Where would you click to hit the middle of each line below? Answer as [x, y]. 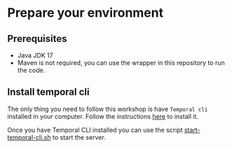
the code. [31, 70]
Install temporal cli [48, 92]
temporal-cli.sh [29, 137]
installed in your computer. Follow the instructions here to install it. [103, 116]
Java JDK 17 [35, 55]
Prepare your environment [85, 13]
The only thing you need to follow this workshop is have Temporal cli [108, 109]
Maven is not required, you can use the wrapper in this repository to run [121, 63]
